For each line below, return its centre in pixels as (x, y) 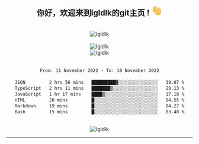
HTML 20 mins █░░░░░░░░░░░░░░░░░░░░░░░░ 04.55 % (99, 100)
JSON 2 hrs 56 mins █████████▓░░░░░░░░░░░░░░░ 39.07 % (99, 82)
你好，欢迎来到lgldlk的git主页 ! (93, 13)
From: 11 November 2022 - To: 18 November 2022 (99, 70)
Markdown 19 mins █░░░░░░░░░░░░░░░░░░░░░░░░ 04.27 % (99, 106)
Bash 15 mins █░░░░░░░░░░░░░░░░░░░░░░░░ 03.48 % (99, 112)
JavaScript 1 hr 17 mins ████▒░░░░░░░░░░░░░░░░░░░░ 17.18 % (99, 94)
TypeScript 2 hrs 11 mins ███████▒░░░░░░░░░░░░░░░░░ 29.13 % (99, 88)
